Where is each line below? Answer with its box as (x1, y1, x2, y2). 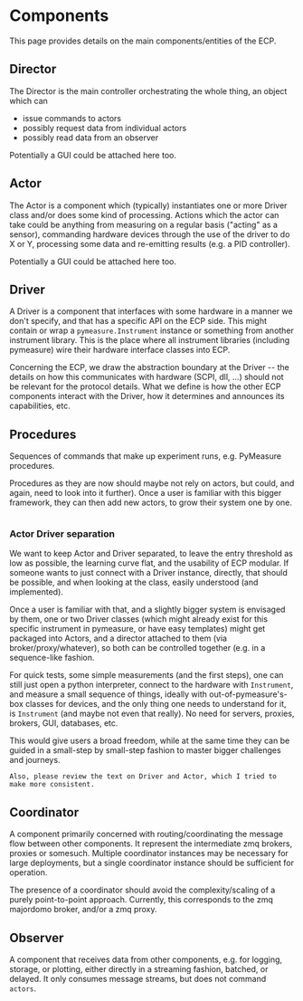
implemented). (9, 586, 63, 597)
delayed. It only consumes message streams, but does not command (9, 974, 267, 985)
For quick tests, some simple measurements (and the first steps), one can (9, 670, 284, 681)
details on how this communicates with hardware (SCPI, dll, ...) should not (9, 372, 284, 383)
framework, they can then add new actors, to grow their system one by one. (9, 497, 292, 508)
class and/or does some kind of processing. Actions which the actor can (9, 209, 279, 220)
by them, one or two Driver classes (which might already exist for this (9, 614, 269, 624)
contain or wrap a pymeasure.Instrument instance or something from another (9, 325, 294, 336)
